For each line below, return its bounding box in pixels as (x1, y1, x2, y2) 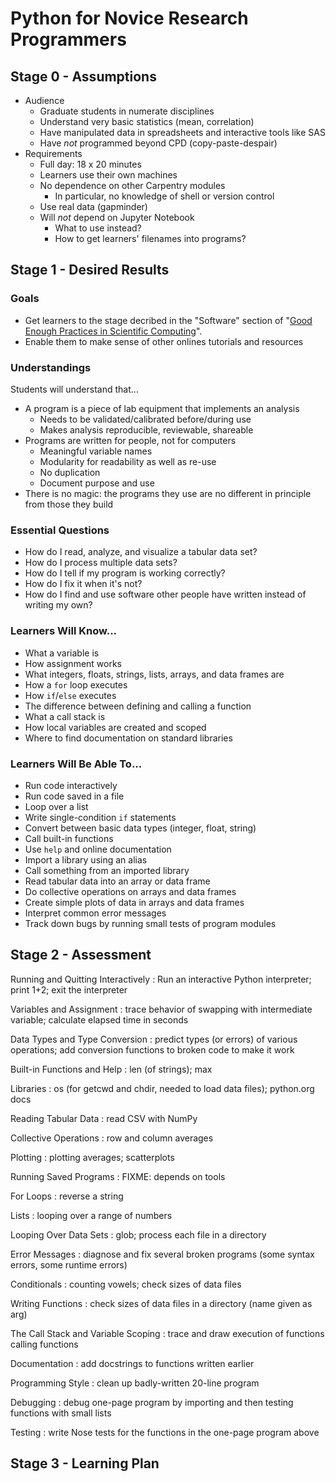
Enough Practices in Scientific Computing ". (24, 325, 203, 337)
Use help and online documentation (24, 843, 172, 855)
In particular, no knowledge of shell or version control (54, 190, 275, 202)
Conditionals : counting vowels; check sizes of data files (10, 1278, 242, 1290)
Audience (24, 95, 65, 106)
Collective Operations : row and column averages (10, 1132, 214, 1144)
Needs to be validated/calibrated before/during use (39, 413, 252, 425)
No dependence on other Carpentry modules (39, 180, 226, 191)
